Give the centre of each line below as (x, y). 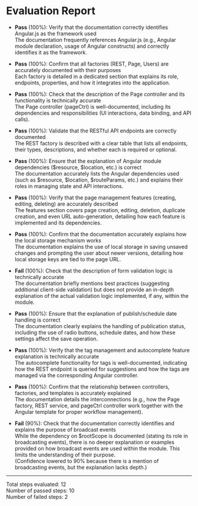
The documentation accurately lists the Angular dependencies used (97, 173)
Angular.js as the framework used (55, 33)
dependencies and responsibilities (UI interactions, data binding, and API (103, 113)
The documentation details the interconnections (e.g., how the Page (97, 399)
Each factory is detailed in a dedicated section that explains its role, (96, 76)
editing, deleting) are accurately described (66, 204)
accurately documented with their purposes (68, 70)
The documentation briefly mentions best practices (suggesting (92, 283)
